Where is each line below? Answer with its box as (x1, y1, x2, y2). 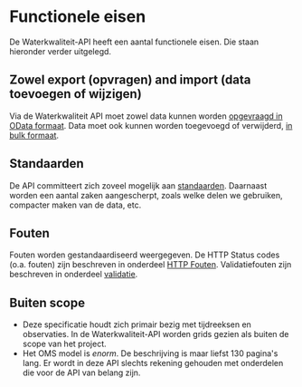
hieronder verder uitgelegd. (9, 45, 111, 56)
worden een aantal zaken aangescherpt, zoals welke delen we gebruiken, (9, 189, 283, 200)
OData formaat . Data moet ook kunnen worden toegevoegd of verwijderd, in (9, 120, 293, 131)
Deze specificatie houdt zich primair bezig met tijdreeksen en (22, 319, 251, 330)
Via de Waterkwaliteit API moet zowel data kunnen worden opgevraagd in (9, 111, 283, 121)
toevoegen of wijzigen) (9, 86, 142, 102)
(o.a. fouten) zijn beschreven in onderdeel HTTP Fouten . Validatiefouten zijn (9, 259, 292, 270)
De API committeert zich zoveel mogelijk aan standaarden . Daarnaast (9, 179, 268, 191)
